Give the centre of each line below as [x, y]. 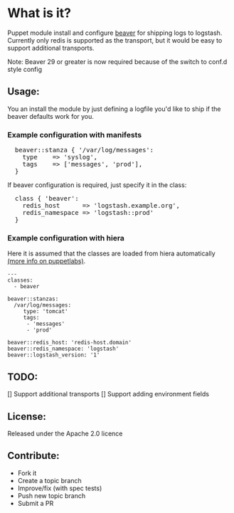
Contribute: [33, 456]
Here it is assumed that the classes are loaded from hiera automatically [111, 253]
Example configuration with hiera [66, 238]
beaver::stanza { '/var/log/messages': [84, 150]
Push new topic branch [52, 495]
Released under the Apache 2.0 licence [65, 433]
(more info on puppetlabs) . [47, 261]
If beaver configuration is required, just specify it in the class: [97, 185]
